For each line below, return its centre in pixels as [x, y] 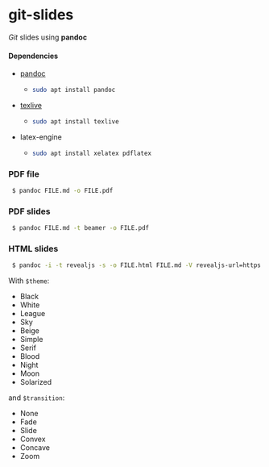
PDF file [24, 173]
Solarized [36, 382]
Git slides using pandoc [48, 37]
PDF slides [29, 211]
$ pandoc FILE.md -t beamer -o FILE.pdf [81, 228]
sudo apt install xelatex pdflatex [91, 153]
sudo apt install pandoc [74, 90]
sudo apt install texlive [75, 122]
